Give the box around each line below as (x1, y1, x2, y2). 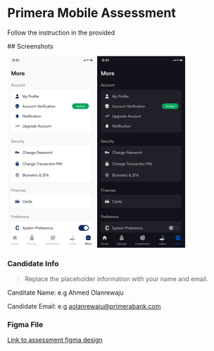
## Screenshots (7, 42, 54, 50)
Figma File (7, 320, 44, 330)
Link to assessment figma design (7, 335, 103, 344)
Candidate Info (7, 258, 59, 268)
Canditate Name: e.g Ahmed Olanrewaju (7, 288, 124, 297)
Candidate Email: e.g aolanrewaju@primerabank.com (7, 302, 161, 311)
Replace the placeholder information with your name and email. (24, 275, 209, 283)
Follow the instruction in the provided (7, 28, 115, 37)
